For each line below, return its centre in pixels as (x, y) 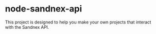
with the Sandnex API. (27, 27)
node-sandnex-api (43, 9)
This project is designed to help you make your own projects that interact (78, 22)
